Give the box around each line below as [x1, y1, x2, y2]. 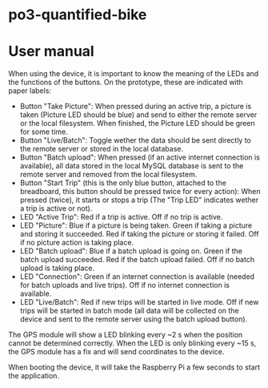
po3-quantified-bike [8, 6, 147, 24]
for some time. [19, 127, 68, 137]
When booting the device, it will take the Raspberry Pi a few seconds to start [8, 362, 261, 372]
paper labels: [8, 86, 52, 95]
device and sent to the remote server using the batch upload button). [19, 314, 248, 324]
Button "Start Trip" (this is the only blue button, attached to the [19, 178, 226, 188]
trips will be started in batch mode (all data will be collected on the [19, 306, 239, 316]
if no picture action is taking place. [19, 238, 134, 248]
